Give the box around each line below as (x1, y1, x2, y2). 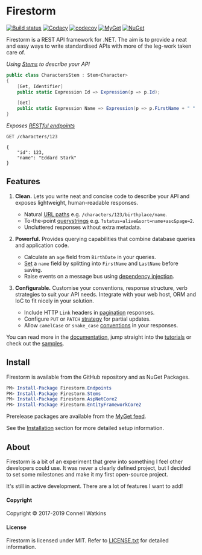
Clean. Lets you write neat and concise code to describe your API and (14, 192, 190, 200)
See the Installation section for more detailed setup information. (6, 425, 165, 432)
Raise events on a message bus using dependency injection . (24, 272, 175, 280)
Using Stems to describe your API (6, 60, 90, 68)
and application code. (14, 242, 69, 249)
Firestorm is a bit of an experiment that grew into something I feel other (6, 458, 183, 465)
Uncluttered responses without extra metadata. (24, 223, 142, 231)
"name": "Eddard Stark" (17, 155, 77, 161)
